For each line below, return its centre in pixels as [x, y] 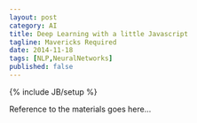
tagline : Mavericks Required [63, 42]
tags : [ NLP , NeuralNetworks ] [61, 58]
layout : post [33, 17]
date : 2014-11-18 [41, 50]
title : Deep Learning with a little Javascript [99, 34]
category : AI [33, 26]
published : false [41, 67]
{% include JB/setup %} [53, 92]
